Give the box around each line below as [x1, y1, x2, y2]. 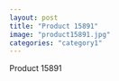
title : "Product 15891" [9, 22, 99, 31]
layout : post [9, 13, 59, 22]
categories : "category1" [9, 38, 103, 48]
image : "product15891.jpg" [9, 30, 111, 39]
